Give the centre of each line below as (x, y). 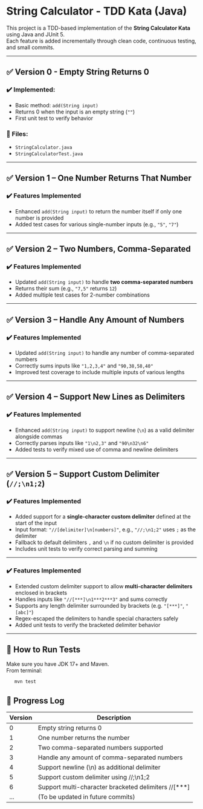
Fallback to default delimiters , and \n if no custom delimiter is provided (104, 542)
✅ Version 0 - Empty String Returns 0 (78, 72)
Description (114, 718)
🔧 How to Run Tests (43, 650)
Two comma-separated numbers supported (101, 748)
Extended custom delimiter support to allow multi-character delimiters (104, 586)
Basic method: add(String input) (56, 105)
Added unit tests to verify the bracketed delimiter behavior (88, 625)
